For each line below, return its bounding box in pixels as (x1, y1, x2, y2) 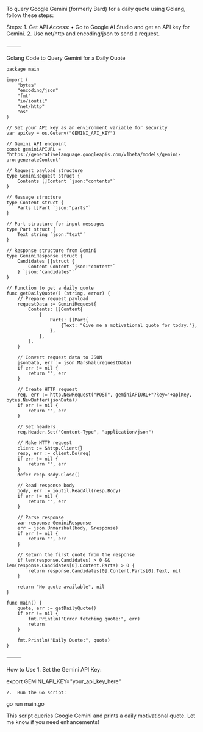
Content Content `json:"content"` (28, 264, 116, 270)
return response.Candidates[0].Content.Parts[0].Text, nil (28, 568, 182, 574)
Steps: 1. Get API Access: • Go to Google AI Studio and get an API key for (6, 24, 190, 30)
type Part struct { (6, 226, 56, 232)
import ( (6, 77, 29, 83)
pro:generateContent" (6, 157, 62, 163)
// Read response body (17, 483, 75, 489)
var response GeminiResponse (17, 520, 91, 526)
